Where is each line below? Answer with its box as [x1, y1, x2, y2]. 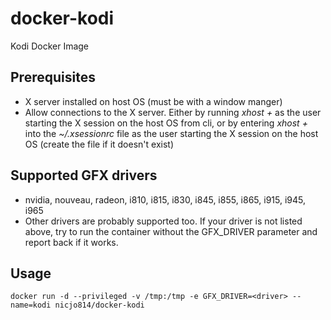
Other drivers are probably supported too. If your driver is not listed [24, 215, 303, 227]
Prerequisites [10, 69, 96, 86]
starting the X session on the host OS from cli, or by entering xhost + [24, 117, 308, 129]
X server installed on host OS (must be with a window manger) [24, 95, 283, 107]
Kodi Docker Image [10, 40, 90, 52]
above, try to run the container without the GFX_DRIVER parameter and [24, 225, 318, 237]
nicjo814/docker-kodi [54, 300, 145, 311]
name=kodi [10, 300, 52, 311]
